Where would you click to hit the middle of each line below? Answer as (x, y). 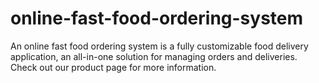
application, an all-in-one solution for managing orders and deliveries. (154, 56)
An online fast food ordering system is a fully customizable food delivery (159, 46)
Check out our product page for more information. (113, 67)
